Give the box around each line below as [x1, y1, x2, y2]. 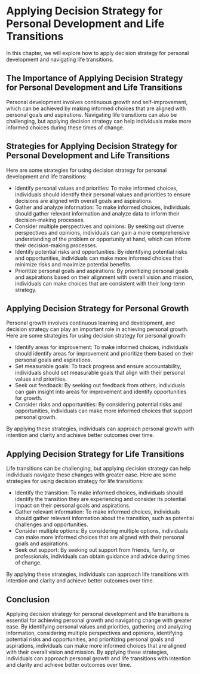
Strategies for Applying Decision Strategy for [6, 141, 178, 151]
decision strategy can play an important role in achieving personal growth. [6, 326, 189, 333]
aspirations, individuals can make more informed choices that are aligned [6, 642, 186, 649]
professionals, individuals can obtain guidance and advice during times [14, 552, 190, 560]
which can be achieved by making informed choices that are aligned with [6, 105, 186, 112]
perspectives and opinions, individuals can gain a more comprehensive [14, 229, 190, 236]
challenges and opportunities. [14, 521, 88, 528]
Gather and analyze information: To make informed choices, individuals [14, 204, 190, 211]
